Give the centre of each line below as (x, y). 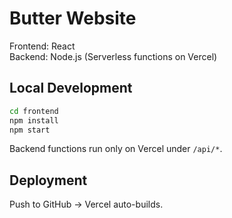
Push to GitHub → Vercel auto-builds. (86, 204)
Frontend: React (42, 46)
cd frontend (34, 111)
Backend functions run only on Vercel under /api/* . (116, 149)
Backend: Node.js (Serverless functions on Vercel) (113, 56)
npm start (30, 130)
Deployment (48, 180)
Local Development (71, 88)
